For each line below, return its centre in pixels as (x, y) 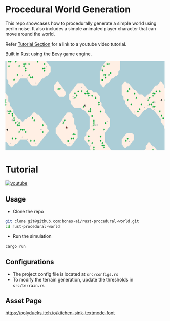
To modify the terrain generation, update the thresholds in (73, 279)
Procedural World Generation (68, 9)
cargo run (16, 246)
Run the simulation (32, 236)
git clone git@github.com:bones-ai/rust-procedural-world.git (72, 221)
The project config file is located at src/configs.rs (66, 274)
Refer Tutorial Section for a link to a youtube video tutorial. (66, 44)
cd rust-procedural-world (32, 227)
